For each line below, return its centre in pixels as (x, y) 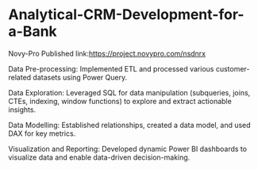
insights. (22, 110)
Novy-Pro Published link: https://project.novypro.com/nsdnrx (107, 53)
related (20, 77)
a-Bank (33, 31)
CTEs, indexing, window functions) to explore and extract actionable (120, 101)
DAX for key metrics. (42, 133)
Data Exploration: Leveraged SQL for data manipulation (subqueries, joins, (129, 92)
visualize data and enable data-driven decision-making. (99, 157)
